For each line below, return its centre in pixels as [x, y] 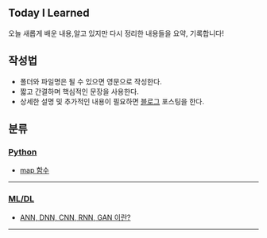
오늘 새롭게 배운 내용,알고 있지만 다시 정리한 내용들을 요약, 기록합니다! [116, 33]
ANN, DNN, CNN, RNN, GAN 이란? [75, 217]
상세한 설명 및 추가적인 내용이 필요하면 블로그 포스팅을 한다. [112, 101]
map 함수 [35, 170]
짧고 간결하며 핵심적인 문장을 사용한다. [79, 92]
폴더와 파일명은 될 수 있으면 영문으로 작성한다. [91, 81]
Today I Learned [49, 13]
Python [23, 152]
